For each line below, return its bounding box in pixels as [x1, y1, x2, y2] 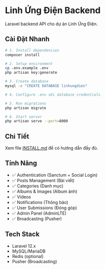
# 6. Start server [5, 114, 42, 119]
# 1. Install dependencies [5, 48, 60, 53]
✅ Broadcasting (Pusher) [12, 216, 62, 221]
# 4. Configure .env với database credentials [5, 92, 101, 97]
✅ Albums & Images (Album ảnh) [12, 188, 77, 194]
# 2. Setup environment [5, 61, 53, 66]
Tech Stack [5, 230, 40, 238]
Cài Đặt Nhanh [5, 35, 50, 43]
